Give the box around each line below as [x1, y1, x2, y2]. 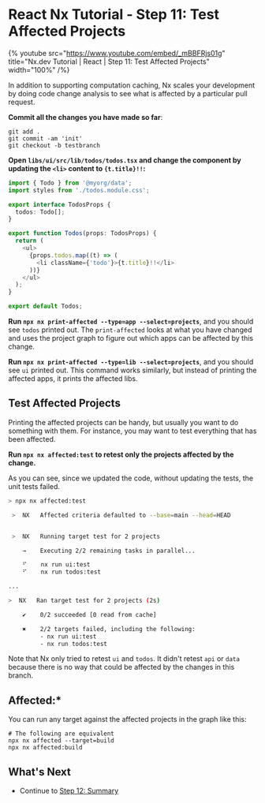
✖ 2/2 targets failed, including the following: [22, 625, 196, 633]
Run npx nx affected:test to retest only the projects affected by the [8, 450, 234, 459]
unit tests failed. [8, 481, 61, 491]
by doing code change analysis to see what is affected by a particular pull [8, 88, 248, 98]
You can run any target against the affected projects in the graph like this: [8, 715, 247, 724]
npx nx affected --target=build [8, 737, 114, 745]
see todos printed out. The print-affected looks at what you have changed [8, 325, 252, 334]
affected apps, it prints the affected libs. [8, 374, 138, 383]
